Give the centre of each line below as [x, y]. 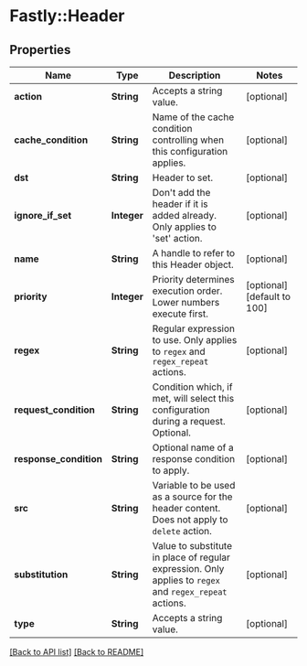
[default [263, 296]
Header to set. [183, 177]
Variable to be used [194, 485]
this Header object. [193, 264]
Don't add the [181, 193]
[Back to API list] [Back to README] [77, 652]
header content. [186, 508]
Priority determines [193, 279]
